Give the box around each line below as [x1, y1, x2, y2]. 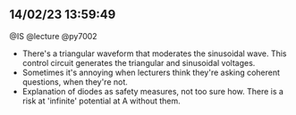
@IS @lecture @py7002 [9, 30, 97, 41]
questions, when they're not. [21, 76, 128, 87]
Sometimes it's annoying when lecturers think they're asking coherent [21, 67, 280, 78]
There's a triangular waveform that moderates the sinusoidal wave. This [21, 48, 288, 59]
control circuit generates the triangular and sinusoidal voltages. [21, 57, 256, 68]
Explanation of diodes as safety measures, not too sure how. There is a [21, 86, 284, 96]
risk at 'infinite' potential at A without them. [21, 95, 181, 106]
